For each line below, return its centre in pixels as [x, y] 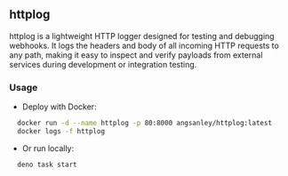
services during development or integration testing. [103, 64]
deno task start [47, 164]
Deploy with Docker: [59, 107]
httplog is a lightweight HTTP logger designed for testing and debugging [142, 36]
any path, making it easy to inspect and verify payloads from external [136, 55]
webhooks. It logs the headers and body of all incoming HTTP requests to [144, 45]
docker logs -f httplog [61, 131]
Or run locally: [48, 148]
